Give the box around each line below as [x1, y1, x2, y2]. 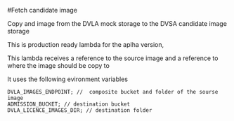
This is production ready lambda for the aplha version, [7, 41, 164, 48]
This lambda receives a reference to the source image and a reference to [7, 54, 219, 62]
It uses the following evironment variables [7, 75, 129, 83]
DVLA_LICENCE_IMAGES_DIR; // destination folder [7, 107, 152, 114]
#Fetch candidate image [7, 6, 77, 14]
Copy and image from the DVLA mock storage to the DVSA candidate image [7, 20, 227, 27]
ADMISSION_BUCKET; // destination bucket [7, 101, 131, 108]
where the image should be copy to [7, 62, 110, 69]
